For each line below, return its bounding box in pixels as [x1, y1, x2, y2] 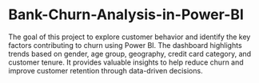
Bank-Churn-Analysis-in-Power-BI [8, 6, 244, 24]
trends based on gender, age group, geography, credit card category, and [8, 49, 252, 58]
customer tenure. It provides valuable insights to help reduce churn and [8, 57, 244, 67]
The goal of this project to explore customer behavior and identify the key [8, 32, 251, 41]
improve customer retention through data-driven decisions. [8, 65, 203, 75]
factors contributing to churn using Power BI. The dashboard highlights [8, 40, 242, 49]
